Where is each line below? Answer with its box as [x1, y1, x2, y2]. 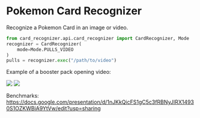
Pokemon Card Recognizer [6, 4, 142, 18]
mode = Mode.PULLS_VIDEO [17, 46, 74, 52]
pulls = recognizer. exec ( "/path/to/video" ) [6, 58, 117, 64]
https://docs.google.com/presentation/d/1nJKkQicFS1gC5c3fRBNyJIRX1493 [6, 98, 194, 105]
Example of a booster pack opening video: [6, 69, 111, 76]
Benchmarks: [6, 92, 39, 100]
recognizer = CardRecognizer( [6, 41, 82, 47]
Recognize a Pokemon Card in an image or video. [6, 24, 129, 31]
